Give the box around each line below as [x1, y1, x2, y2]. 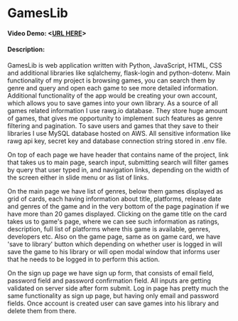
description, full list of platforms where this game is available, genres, [7, 224, 211, 233]
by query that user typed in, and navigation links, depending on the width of [7, 165, 229, 174]
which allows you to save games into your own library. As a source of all [7, 98, 218, 107]
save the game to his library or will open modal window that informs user [7, 247, 220, 256]
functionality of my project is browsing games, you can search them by [7, 76, 215, 85]
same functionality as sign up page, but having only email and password [7, 291, 219, 300]
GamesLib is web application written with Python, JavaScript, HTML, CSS [7, 60, 222, 69]
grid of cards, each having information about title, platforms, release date [7, 194, 222, 203]
